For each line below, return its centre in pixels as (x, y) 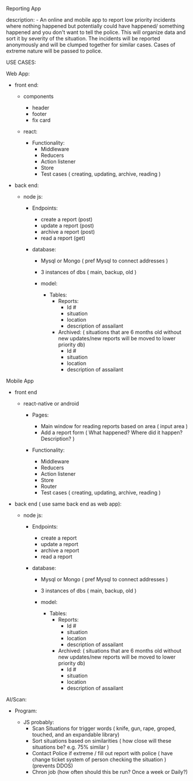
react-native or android (51, 403)
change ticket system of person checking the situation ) (99, 759)
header (41, 108)
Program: (26, 711)
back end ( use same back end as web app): (68, 504)
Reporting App (23, 8)
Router (49, 486)
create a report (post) (67, 219)
